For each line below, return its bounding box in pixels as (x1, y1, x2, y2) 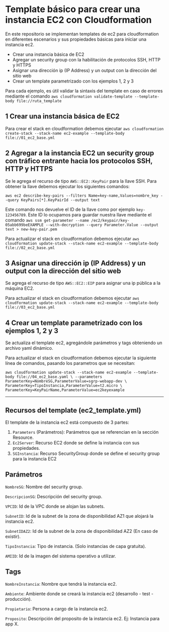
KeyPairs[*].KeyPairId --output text (21, 197, 100, 202)
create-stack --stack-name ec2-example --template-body (5, 131, 125, 136)
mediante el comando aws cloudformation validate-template (5, 93, 132, 99)
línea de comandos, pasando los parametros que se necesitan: (5, 360, 136, 366)
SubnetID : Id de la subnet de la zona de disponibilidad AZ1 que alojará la (5, 513, 154, 519)
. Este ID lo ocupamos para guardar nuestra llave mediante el (25, 211, 152, 217)
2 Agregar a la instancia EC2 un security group (5, 149, 154, 157)
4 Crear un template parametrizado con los (5, 319, 143, 327)
